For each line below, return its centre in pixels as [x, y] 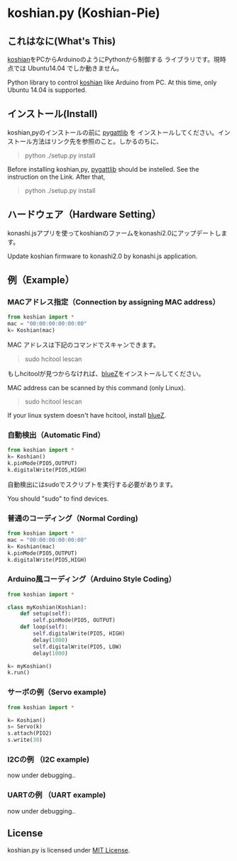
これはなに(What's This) [61, 41]
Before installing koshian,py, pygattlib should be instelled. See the [103, 169]
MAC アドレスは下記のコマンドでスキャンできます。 [83, 345]
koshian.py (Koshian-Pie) [84, 13]
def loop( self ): [44, 627]
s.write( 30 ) [25, 740]
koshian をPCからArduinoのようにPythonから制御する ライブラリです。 [111, 59]
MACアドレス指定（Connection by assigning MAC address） [114, 301]
